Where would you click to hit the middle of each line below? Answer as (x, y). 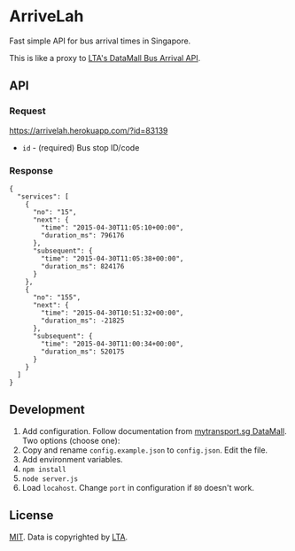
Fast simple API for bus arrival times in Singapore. (100, 41)
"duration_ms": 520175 (83, 352)
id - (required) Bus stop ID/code (81, 147)
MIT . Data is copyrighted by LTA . (69, 537)
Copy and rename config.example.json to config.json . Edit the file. (145, 450)
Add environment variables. (72, 459)
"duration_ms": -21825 (83, 321)
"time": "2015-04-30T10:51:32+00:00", (113, 313)
